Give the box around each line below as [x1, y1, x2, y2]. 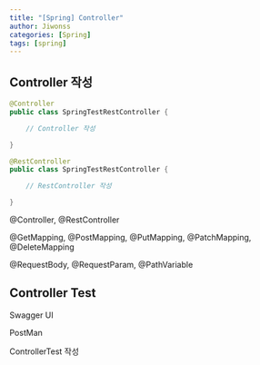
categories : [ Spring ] [9, 30, 92, 39]
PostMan [9, 327, 44, 338]
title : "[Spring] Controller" [9, 13, 125, 23]
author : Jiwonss [9, 22, 71, 31]
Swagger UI [9, 310, 55, 321]
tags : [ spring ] [9, 38, 67, 48]
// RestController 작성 [25, 182, 112, 191]
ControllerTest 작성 [9, 346, 80, 357]
